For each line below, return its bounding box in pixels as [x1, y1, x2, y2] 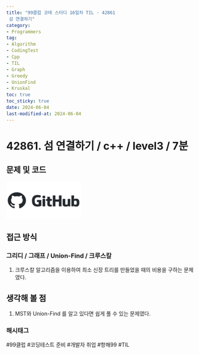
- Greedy [6, 72, 28, 79]
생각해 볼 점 [6, 293, 47, 303]
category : [6, 22, 31, 28]
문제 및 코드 [6, 165, 47, 175]
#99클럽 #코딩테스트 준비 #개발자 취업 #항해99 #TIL [6, 341, 130, 349]
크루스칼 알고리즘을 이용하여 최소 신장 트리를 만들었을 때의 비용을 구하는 [14, 267, 183, 274]
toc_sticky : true [6, 98, 50, 104]
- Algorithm [6, 41, 36, 47]
